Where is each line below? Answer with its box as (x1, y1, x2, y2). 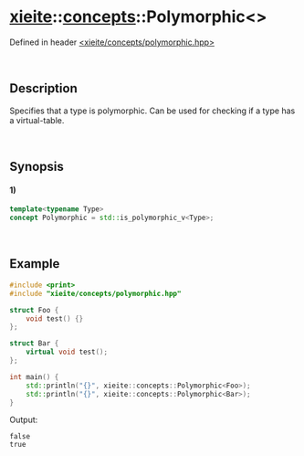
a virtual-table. (9, 114, 65, 125)
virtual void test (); (26, 347, 108, 357)
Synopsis (9, 159, 64, 175)
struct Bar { (9, 339, 59, 348)
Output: (9, 414, 38, 426)
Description (9, 80, 78, 97)
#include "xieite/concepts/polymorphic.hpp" (9, 289, 182, 298)
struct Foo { (9, 305, 59, 314)
